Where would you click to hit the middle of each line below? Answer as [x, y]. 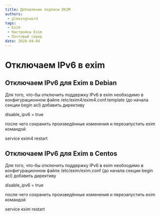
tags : [10, 23]
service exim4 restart [26, 138]
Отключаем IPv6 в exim [55, 65]
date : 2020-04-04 [23, 41]
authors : [14, 14]
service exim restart [25, 209]
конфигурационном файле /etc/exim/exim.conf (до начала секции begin [79, 170]
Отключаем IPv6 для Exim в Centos [61, 154]
